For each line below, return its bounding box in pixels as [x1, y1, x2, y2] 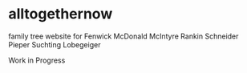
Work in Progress [8, 55, 66, 65]
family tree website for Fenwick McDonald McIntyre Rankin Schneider [8, 31, 239, 41]
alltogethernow [8, 5, 113, 23]
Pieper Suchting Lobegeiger [8, 39, 101, 49]
